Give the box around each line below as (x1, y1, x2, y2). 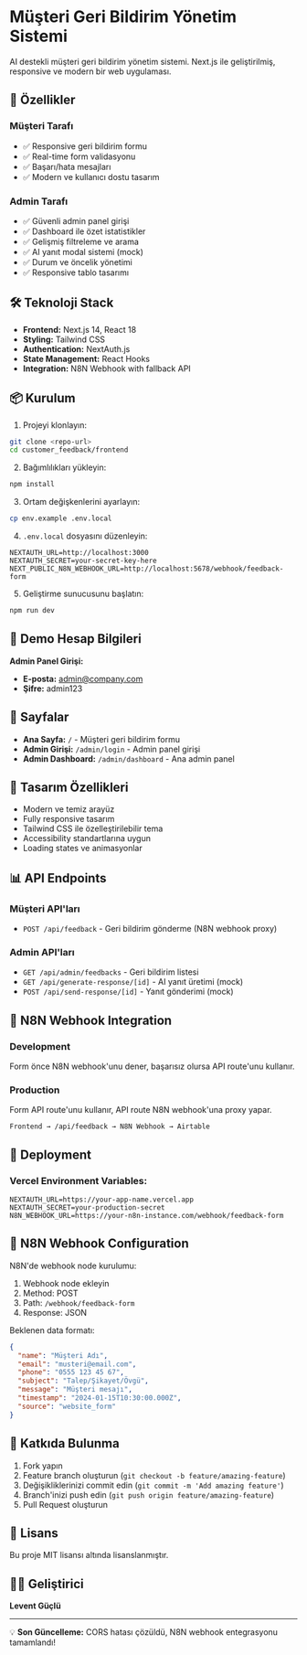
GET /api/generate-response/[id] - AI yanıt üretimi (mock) (22, 977, 244, 988)
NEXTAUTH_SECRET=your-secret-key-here (9, 556, 157, 566)
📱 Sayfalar (9, 710, 69, 725)
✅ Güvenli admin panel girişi (22, 215, 130, 226)
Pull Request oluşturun (22, 1499, 108, 1510)
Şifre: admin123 (22, 683, 83, 694)
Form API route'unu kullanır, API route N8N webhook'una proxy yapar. (9, 1105, 272, 1116)
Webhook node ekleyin (22, 1277, 110, 1288)
